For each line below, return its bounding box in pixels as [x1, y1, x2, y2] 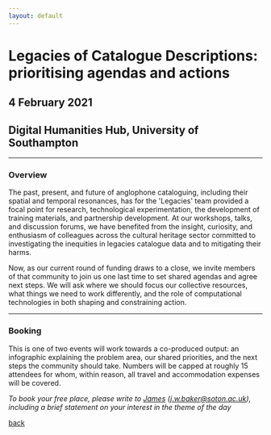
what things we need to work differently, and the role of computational [8, 289, 242, 299]
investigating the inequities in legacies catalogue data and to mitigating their [8, 239, 261, 249]
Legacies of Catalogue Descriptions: [8, 46, 258, 65]
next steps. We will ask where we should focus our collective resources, [8, 280, 248, 291]
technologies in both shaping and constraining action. [8, 298, 187, 307]
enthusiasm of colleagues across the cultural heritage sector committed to [8, 231, 256, 241]
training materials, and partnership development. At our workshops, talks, [8, 213, 252, 223]
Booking [8, 325, 42, 337]
